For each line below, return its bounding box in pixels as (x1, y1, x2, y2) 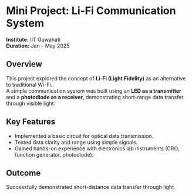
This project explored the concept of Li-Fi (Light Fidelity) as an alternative (6, 75, 186, 82)
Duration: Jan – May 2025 (6, 42, 70, 49)
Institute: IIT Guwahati (6, 36, 60, 43)
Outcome (6, 168, 41, 178)
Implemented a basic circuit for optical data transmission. (14, 132, 154, 139)
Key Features (6, 117, 56, 127)
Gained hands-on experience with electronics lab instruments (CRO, (14, 145, 180, 152)
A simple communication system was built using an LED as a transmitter (6, 87, 181, 94)
